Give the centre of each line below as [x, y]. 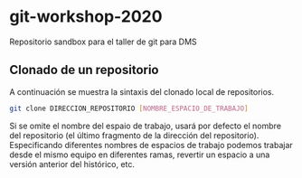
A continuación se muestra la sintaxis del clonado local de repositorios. [142, 91]
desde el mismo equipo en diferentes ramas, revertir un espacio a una [140, 155]
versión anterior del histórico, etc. [72, 164]
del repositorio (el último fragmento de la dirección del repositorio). [134, 135]
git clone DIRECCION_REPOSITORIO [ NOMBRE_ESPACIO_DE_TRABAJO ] [129, 108]
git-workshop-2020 [86, 17]
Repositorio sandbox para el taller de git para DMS [103, 42]
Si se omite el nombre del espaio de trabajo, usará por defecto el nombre [146, 126]
